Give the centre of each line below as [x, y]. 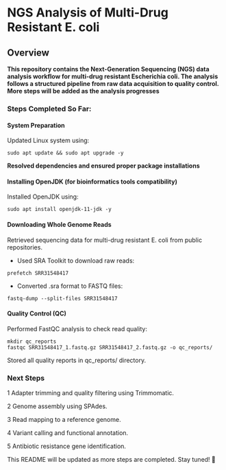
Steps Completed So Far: [49, 109]
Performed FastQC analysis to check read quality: [77, 328]
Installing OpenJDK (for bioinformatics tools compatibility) [92, 181]
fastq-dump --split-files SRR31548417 [62, 298]
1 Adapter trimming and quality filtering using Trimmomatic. [91, 393]
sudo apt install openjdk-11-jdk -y [59, 210]
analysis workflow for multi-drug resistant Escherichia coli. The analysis [113, 76]
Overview [28, 53]
